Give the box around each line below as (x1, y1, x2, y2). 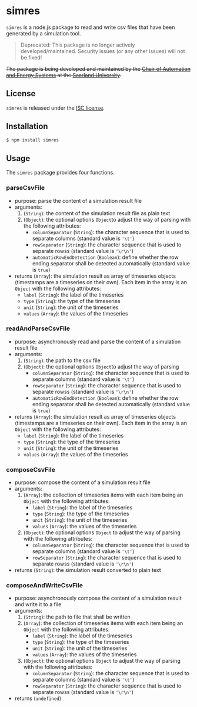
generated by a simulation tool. (6, 29, 81, 37)
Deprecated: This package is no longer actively (20, 41, 135, 48)
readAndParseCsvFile (6, 324, 71, 333)
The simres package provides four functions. (6, 169, 115, 176)
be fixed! (20, 54, 42, 61)
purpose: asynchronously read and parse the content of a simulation (14, 338, 181, 345)
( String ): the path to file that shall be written (23, 613, 131, 620)
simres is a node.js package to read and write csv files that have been (6, 24, 175, 31)
